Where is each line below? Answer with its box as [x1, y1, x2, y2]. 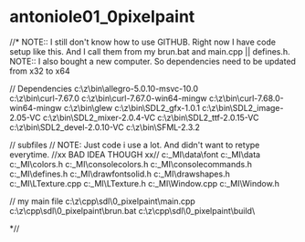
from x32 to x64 [9, 66, 70, 76]
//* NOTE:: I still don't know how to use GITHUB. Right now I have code [9, 36, 277, 47]
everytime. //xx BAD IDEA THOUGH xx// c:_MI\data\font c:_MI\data [9, 148, 261, 160]
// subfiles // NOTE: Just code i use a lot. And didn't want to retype [9, 139, 260, 150]
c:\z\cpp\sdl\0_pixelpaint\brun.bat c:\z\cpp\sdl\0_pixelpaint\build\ [9, 205, 256, 216]
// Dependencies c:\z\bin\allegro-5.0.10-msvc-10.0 [9, 83, 199, 94]
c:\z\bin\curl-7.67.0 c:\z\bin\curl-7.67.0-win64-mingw [9, 93, 207, 104]
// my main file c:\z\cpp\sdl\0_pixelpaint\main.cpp [9, 196, 196, 207]
